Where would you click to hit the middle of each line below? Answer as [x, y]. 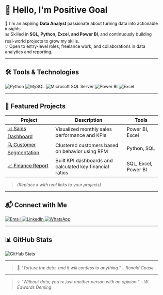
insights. [14, 28]
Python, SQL [141, 148]
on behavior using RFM [81, 151]
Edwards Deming [34, 287]
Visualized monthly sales [83, 129]
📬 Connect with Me [36, 205]
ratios [62, 172]
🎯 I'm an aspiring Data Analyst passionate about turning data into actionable [81, 23]
